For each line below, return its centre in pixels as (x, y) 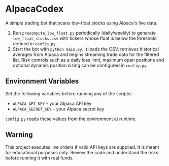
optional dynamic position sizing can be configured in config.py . (80, 65)
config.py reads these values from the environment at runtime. (71, 119)
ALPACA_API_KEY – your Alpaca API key (52, 103)
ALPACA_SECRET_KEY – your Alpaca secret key (58, 109)
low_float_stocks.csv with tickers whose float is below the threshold (85, 38)
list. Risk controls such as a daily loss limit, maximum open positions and (88, 60)
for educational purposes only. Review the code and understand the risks (82, 152)
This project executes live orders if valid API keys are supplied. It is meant (82, 147)
